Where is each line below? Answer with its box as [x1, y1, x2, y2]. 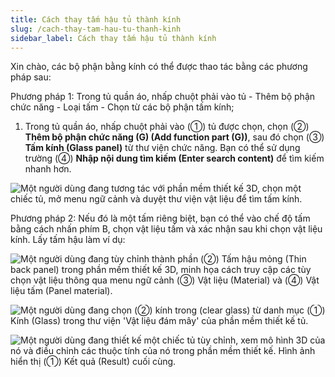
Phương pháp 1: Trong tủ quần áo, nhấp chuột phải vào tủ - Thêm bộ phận [10, 91, 316, 103]
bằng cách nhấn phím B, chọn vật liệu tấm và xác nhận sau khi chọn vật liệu [10, 223, 323, 235]
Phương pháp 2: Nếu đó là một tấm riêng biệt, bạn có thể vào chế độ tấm [10, 212, 311, 225]
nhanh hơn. [24, 163, 72, 175]
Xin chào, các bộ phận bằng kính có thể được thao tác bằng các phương [10, 61, 308, 73]
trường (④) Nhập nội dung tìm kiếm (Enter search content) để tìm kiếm [24, 152, 325, 165]
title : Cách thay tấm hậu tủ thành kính [10, 14, 182, 25]
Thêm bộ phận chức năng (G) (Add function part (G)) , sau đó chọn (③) [24, 131, 325, 143]
